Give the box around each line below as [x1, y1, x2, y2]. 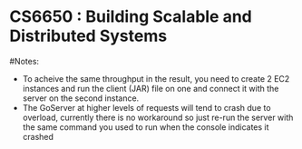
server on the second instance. [22, 93, 140, 104]
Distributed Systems [9, 25, 168, 46]
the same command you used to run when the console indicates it [22, 121, 269, 133]
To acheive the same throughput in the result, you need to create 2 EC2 [22, 73, 290, 84]
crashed [22, 131, 54, 142]
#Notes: [9, 55, 39, 66]
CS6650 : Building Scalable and [9, 6, 252, 27]
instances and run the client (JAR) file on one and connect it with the [22, 83, 279, 94]
